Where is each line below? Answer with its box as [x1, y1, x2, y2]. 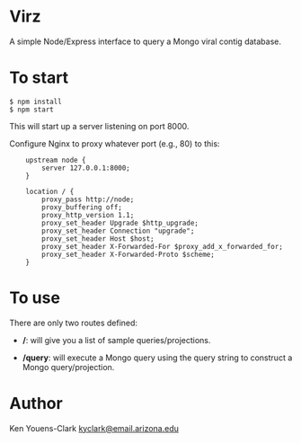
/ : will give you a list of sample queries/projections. [22, 334, 211, 345]
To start [9, 67, 69, 88]
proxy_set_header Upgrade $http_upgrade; [41, 218, 199, 227]
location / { [25, 187, 75, 196]
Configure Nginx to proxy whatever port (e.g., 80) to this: [9, 137, 220, 149]
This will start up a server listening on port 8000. [9, 120, 190, 131]
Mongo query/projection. [22, 361, 115, 372]
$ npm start [9, 105, 54, 114]
